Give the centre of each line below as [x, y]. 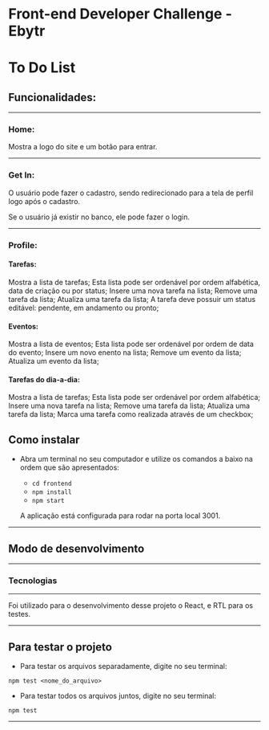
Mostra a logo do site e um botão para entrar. [83, 147]
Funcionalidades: [52, 97]
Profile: [23, 245]
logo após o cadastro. [44, 201]
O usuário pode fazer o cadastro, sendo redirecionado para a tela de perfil [131, 193]
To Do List [42, 68]
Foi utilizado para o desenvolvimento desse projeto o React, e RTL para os [131, 606]
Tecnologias [33, 581]
